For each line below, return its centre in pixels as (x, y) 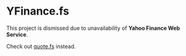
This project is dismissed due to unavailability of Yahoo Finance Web (93, 28)
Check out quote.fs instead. (41, 46)
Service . (17, 34)
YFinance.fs (38, 11)
